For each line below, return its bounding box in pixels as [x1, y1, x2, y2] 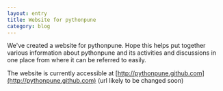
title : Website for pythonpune [7, 16, 96, 23]
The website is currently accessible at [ [7, 69, 118, 77]
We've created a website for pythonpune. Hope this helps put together [7, 42, 206, 50]
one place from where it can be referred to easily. [7, 56, 147, 64]
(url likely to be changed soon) [97, 77, 184, 85]
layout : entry [7, 10, 48, 17]
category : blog [7, 23, 51, 29]
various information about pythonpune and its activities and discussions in [7, 49, 217, 57]
